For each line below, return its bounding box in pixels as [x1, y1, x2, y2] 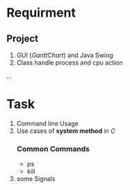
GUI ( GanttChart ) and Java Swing [16, 51, 113, 59]
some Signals [16, 175, 56, 183]
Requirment [6, 5, 76, 21]
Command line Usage [16, 119, 79, 127]
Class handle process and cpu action [16, 58, 123, 67]
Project [6, 33, 39, 45]
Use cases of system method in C [16, 127, 115, 135]
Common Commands [16, 144, 90, 154]
